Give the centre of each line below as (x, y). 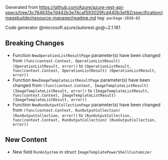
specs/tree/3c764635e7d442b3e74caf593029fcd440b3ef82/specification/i (84, 12)
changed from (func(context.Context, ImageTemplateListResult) (80, 85)
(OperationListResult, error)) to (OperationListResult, (72, 66)
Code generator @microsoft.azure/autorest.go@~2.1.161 (63, 27)
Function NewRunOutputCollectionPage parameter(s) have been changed (86, 104)
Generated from (22, 7)
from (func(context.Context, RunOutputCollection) (66, 110)
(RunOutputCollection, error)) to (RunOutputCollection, (72, 115)
